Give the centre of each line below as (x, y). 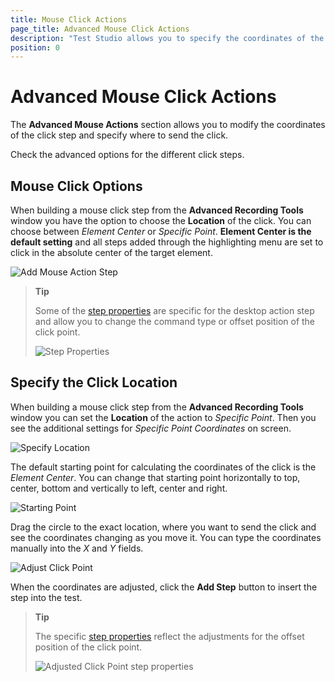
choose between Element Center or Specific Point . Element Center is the (161, 231)
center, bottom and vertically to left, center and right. (119, 488)
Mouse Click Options (76, 186)
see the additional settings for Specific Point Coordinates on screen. (151, 428)
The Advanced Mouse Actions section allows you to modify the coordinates (168, 125)
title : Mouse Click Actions (69, 19)
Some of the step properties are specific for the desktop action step (174, 310)
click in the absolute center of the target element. (111, 252)
